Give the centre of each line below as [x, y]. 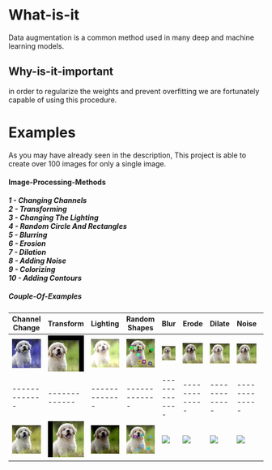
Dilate [220, 323]
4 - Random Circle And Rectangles [68, 226]
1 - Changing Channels [48, 200]
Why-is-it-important [61, 72]
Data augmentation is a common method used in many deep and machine [132, 37]
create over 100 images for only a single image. [87, 163]
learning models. [36, 45]
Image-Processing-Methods [57, 182]
